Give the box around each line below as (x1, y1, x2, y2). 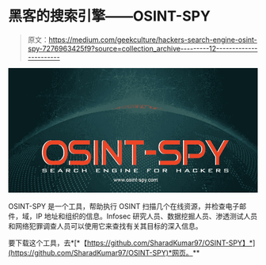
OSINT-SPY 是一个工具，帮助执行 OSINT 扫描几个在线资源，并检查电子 (8, 201, 240, 210)
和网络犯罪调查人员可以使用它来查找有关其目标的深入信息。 (8, 221, 203, 230)
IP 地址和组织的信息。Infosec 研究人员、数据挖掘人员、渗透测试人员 (35, 211, 258, 221)
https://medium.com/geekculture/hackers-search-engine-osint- (48, 35, 257, 44)
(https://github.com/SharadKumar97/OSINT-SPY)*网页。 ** (8, 248, 200, 257)
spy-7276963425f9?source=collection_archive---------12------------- (27, 44, 258, 53)
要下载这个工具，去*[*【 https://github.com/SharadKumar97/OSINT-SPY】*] (8, 238, 256, 248)
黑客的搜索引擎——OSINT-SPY (8, 7, 211, 25)
